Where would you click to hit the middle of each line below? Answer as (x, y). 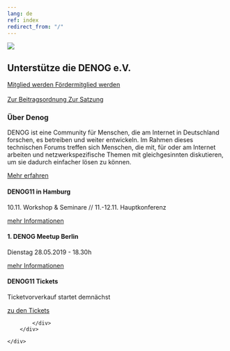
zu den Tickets (29, 311)
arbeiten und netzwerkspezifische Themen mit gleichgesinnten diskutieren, (115, 155)
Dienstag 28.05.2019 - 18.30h (49, 252)
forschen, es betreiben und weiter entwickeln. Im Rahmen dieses (100, 140)
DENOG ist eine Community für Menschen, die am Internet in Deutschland (113, 132)
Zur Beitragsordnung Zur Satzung (55, 100)
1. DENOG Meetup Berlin (43, 237)
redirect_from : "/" (36, 26)
